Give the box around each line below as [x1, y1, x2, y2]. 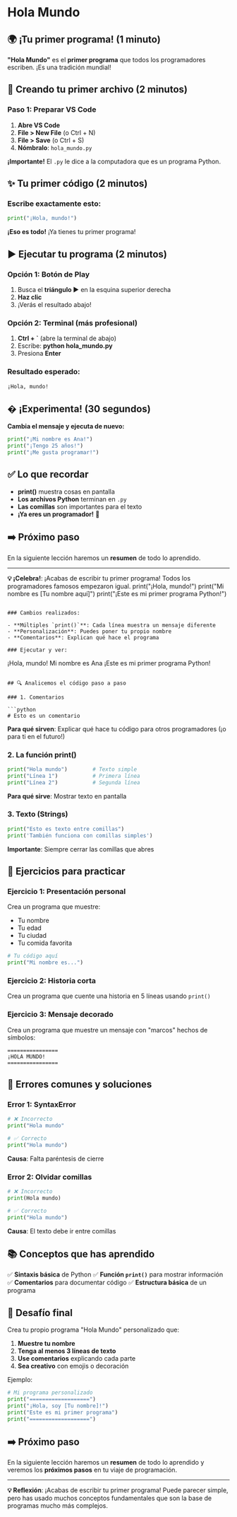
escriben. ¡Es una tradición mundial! [7, 63, 111, 71]
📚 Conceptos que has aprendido [7, 1248, 155, 1260]
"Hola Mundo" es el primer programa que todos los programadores [7, 56, 206, 64]
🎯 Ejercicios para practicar [7, 865, 126, 877]
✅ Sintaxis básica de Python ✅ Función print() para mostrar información [7, 1270, 224, 1279]
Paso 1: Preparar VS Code [7, 105, 97, 115]
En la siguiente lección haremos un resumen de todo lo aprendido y [7, 1458, 205, 1467]
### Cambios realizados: [7, 609, 80, 616]
